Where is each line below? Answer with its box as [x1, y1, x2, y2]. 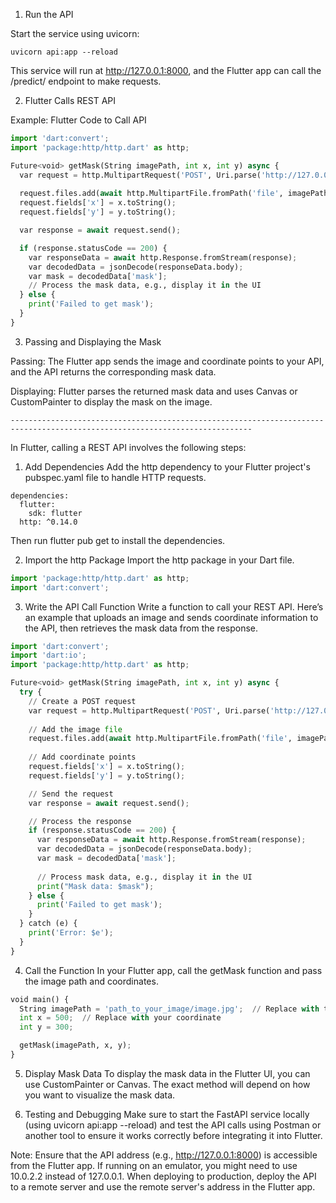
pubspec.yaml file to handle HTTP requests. [24, 471, 207, 483]
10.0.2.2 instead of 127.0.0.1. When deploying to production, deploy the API [10, 1170, 317, 1182]
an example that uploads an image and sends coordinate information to [24, 611, 319, 623]
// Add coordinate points [28, 752, 137, 763]
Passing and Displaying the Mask [24, 335, 162, 348]
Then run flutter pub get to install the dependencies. [10, 534, 226, 546]
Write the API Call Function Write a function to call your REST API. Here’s [24, 600, 324, 613]
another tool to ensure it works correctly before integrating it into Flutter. [24, 1129, 323, 1141]
